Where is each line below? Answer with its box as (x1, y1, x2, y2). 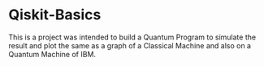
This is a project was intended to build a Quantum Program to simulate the (8, 32, 257, 42)
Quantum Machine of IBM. (8, 49, 96, 59)
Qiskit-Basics (8, 6, 102, 24)
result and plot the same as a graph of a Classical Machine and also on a (8, 40, 252, 50)
